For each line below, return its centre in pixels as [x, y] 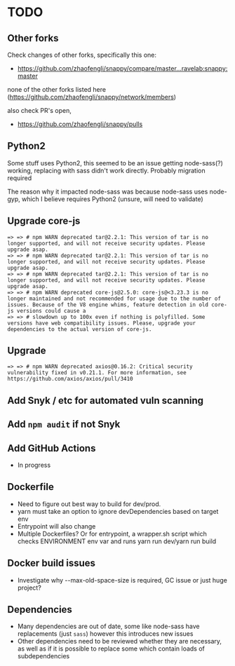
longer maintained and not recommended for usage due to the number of [114, 299]
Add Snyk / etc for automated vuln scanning [106, 400]
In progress [34, 465]
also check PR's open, [39, 110]
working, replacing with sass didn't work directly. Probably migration [106, 170]
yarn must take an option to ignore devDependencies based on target [118, 511]
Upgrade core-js [44, 221]
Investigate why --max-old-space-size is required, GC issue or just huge [122, 580]
